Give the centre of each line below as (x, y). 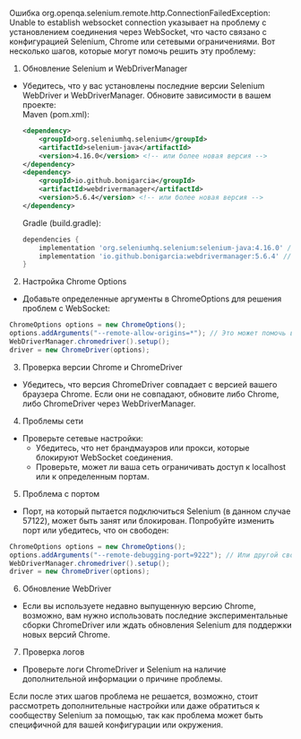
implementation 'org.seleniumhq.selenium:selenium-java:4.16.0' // (167, 248)
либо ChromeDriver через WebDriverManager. (109, 404)
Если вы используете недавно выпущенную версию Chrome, (139, 606)
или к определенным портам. (92, 476)
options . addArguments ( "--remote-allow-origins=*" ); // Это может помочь (148, 334)
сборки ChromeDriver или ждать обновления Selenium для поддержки (157, 625)
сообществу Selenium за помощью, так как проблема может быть (136, 716)
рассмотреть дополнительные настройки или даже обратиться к (134, 706)
